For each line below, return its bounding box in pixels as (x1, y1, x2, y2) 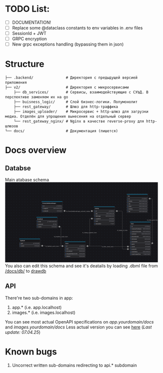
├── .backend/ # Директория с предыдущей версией (5, 75, 138, 81)
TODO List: (5, 3, 50, 15)
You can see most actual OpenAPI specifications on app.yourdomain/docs (5, 319, 154, 324)
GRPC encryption (12, 36, 47, 42)
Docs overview (5, 145, 67, 156)
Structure (5, 59, 45, 70)
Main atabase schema (5, 177, 49, 183)
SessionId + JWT (12, 31, 47, 36)
